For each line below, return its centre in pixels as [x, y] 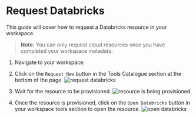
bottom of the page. [39, 80]
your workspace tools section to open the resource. [77, 109]
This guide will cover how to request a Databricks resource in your [87, 27]
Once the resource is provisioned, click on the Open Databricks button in [102, 102]
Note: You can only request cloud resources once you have [93, 45]
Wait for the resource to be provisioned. [63, 91]
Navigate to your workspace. [50, 62]
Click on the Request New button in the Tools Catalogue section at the [98, 73]
